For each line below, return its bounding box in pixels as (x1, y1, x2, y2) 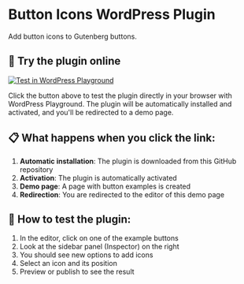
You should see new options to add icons (19, 250, 153, 260)
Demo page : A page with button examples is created (19, 181, 191, 191)
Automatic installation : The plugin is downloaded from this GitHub (19, 156, 237, 166)
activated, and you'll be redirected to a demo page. (8, 107, 174, 117)
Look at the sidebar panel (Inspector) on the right (19, 242, 179, 252)
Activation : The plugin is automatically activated (19, 173, 177, 182)
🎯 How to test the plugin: (8, 212, 131, 226)
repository (19, 164, 54, 174)
